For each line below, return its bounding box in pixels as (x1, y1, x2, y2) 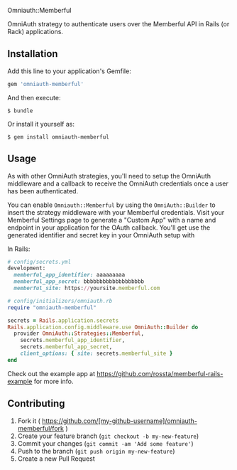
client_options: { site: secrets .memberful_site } (20, 350, 173, 357)
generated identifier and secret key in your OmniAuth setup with (7, 230, 195, 239)
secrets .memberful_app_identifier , (20, 337, 126, 344)
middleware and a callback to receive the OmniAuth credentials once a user (7, 179, 228, 188)
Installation (7, 48, 58, 60)
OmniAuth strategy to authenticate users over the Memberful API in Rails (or (7, 20, 230, 28)
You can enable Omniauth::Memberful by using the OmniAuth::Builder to (7, 201, 216, 209)
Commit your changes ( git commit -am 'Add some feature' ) (17, 439, 194, 447)
